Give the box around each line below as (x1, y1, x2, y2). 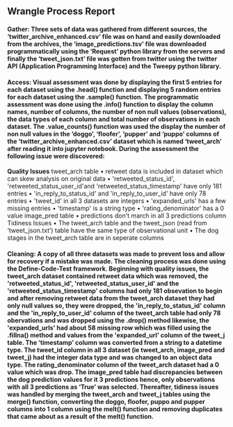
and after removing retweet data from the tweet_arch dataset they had (7, 293, 215, 302)
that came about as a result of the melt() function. (7, 412, 154, 420)
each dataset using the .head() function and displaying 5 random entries (7, 85, 221, 93)
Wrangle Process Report (7, 6, 115, 17)
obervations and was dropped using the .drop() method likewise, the (7, 316, 210, 324)
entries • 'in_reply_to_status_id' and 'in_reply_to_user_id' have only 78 (7, 189, 207, 198)
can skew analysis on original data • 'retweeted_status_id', (7, 175, 175, 183)
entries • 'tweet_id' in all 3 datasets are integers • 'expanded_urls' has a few (7, 197, 226, 205)
